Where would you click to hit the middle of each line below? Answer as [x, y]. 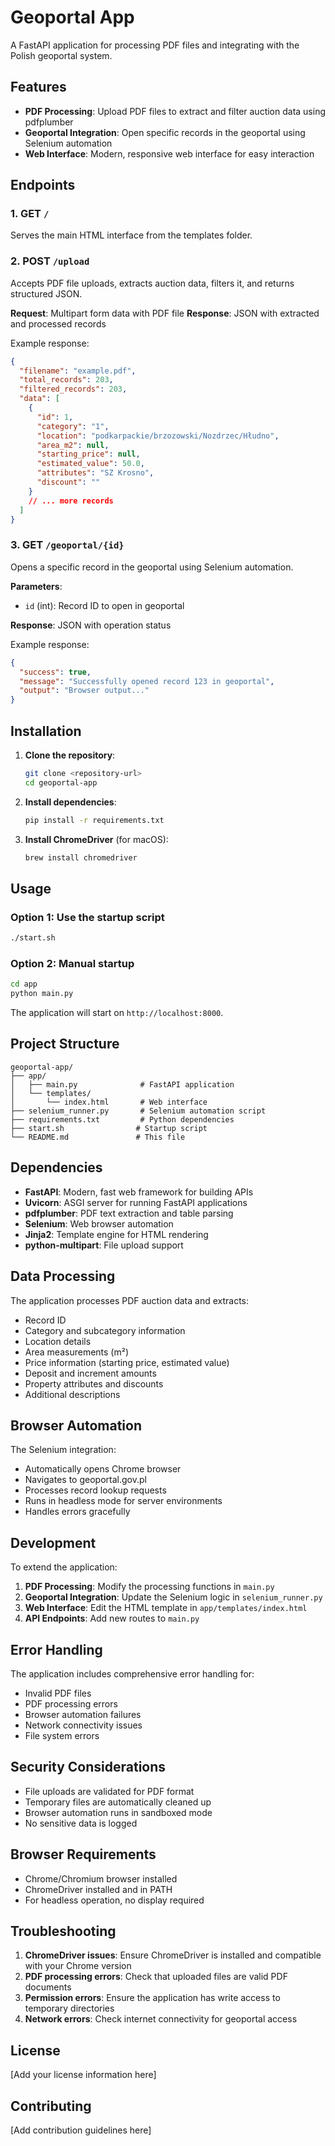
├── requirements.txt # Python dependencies [122, 1119]
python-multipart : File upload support [104, 1245]
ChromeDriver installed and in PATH [98, 1889]
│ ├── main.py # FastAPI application [122, 1084]
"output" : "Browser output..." [84, 691]
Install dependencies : [70, 802]
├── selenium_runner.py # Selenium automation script [138, 1111]
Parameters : [36, 586]
